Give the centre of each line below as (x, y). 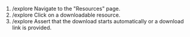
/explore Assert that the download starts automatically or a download (98, 21)
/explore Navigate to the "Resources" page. (66, 9)
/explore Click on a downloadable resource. (66, 15)
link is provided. (32, 27)
